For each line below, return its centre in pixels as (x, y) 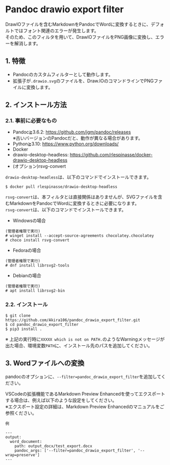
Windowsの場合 (29, 220)
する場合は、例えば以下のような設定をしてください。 (61, 400)
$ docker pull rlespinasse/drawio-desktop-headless (61, 187)
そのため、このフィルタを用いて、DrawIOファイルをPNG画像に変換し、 (80, 37)
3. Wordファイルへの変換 (45, 363)
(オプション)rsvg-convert (39, 166)
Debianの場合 (27, 276)
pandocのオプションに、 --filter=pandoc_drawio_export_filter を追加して (83, 377)
